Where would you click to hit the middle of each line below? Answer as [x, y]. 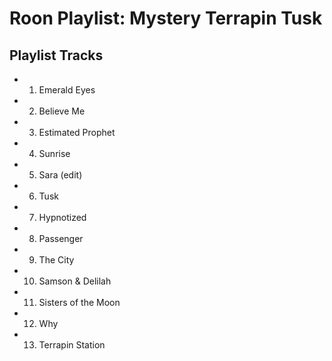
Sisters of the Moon [79, 302]
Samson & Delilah [75, 281]
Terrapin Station [72, 345]
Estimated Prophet [77, 132]
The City [56, 260]
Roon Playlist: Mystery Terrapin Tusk [166, 18]
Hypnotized [62, 217]
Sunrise [54, 153]
